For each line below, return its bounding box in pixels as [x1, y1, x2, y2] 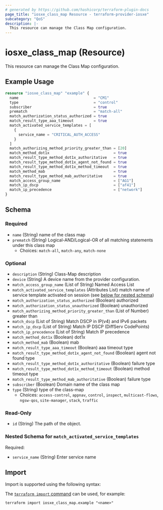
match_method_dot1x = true [9, 150, 127, 156]
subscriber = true [9, 104, 107, 109]
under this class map [12, 242, 55, 248]
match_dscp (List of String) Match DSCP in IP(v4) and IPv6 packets [12, 318, 147, 324]
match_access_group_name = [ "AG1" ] [9, 178, 134, 183]
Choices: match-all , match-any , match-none [19, 247, 106, 253]
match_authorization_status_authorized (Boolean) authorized [12, 297, 138, 303]
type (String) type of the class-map [12, 386, 84, 392]
